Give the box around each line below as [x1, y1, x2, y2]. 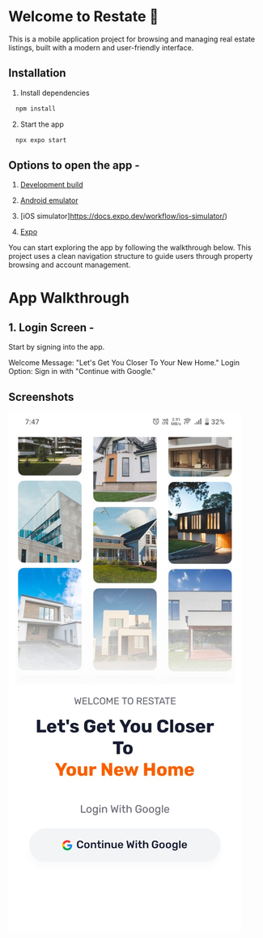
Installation [8, 67, 66, 80]
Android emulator [19, 196, 78, 205]
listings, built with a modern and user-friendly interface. [8, 42, 194, 52]
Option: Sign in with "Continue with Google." [8, 367, 156, 376]
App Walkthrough [8, 288, 129, 307]
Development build [19, 180, 83, 190]
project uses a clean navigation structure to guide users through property [8, 252, 253, 261]
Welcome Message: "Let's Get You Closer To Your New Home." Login [8, 358, 240, 368]
